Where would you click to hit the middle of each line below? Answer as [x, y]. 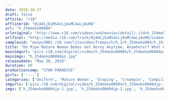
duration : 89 [19, 65]
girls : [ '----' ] [22, 75]
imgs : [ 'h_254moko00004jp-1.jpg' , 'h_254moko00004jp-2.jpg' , [71, 89]
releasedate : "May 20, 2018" [36, 61]
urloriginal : [19, 33]
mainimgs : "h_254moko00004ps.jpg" [41, 56]
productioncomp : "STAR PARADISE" [40, 70]
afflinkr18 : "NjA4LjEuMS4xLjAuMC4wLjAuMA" [50, 24]
